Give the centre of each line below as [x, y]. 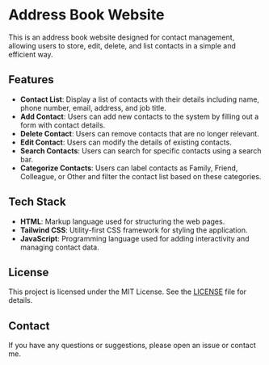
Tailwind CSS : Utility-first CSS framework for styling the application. [134, 230]
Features [31, 80]
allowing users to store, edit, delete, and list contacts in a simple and [122, 45]
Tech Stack [37, 202]
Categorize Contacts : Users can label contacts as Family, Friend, [129, 168]
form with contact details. [63, 125]
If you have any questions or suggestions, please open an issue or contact [132, 346]
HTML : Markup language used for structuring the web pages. [122, 221]
